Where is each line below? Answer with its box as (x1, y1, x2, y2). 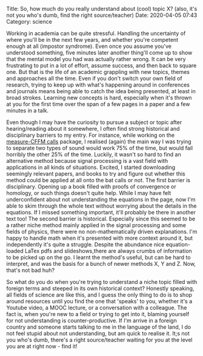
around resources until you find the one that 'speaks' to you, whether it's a (6, 298, 193, 305)
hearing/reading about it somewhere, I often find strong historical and (6, 125, 180, 132)
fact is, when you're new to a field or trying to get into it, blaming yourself (6, 311, 190, 317)
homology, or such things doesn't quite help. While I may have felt (6, 190, 171, 196)
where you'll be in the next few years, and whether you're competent (6, 36, 179, 43)
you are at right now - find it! (6, 343, 78, 350)
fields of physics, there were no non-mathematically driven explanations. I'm (6, 228, 198, 235)
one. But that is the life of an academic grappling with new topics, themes (6, 68, 190, 75)
